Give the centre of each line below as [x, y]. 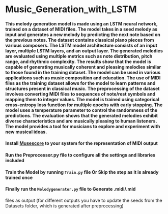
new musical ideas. [26, 132]
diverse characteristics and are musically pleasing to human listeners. [81, 121]
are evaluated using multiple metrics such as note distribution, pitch [79, 56]
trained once [19, 177]
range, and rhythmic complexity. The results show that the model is [78, 62]
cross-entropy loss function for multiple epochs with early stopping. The [84, 105]
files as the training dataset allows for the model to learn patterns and [80, 83]
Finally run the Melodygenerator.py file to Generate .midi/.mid [71, 189]
